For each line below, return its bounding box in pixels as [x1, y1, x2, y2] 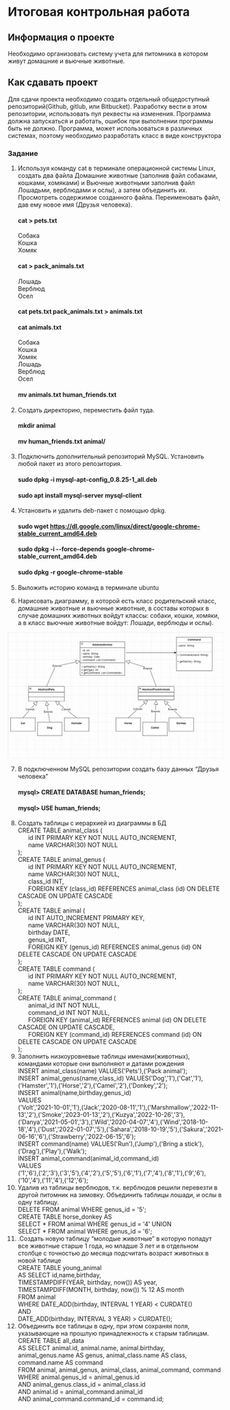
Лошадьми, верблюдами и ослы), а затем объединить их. [17, 186, 188, 194]
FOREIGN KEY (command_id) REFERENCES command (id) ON [27, 1031, 202, 1039]
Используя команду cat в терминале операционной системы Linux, [17, 164, 216, 172]
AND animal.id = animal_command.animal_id [17, 1387, 143, 1396]
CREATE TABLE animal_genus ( [17, 856, 105, 864]
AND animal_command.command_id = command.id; [17, 1395, 164, 1403]
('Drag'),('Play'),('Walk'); [17, 1147, 87, 1155]
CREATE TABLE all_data [17, 1337, 85, 1345]
